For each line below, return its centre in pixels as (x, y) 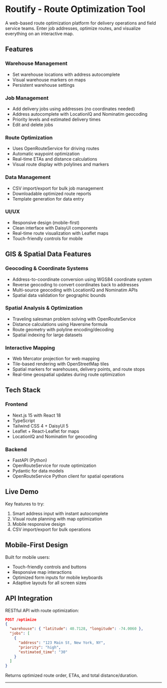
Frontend (16, 404)
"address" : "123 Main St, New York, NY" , (62, 643)
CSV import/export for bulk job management (58, 188)
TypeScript (24, 421)
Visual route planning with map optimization (57, 519)
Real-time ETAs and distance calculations (55, 159)
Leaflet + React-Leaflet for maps (46, 431)
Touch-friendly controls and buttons (49, 567)
